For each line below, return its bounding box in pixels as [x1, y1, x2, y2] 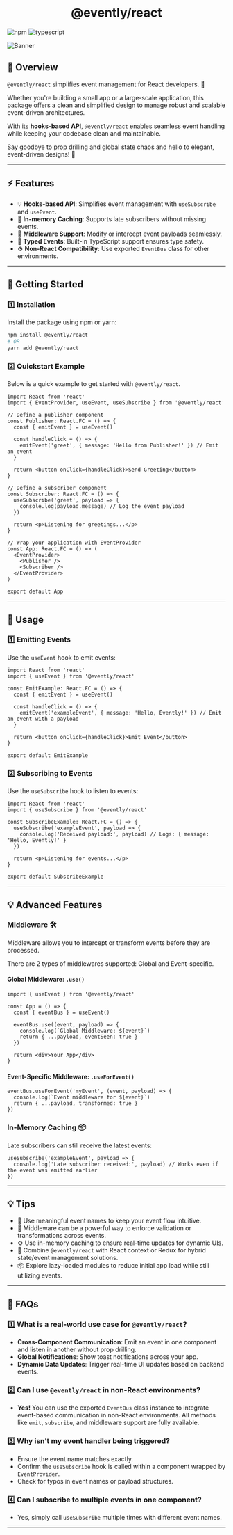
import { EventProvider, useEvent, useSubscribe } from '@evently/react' [7, 399, 225, 406]
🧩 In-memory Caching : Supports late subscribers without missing [17, 214, 207, 223]
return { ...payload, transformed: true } [13, 1100, 138, 1107]
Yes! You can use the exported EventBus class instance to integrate [17, 1403, 209, 1412]
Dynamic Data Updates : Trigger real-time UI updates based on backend [17, 1360, 224, 1369]
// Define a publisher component [7, 412, 104, 419]
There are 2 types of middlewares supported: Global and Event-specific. [7, 959, 214, 968]
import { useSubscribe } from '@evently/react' [7, 806, 148, 813]
